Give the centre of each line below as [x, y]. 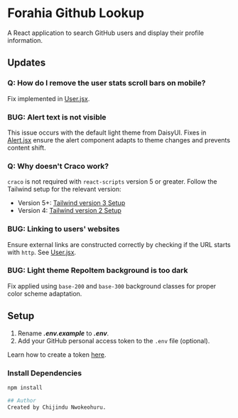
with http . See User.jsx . [42, 252]
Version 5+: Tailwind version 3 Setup [71, 203]
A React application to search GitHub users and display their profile [106, 33]
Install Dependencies [45, 373]
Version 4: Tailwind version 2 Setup [70, 211]
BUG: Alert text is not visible [57, 117]
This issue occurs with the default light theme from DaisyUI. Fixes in [107, 132]
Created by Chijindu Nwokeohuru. [57, 407]
